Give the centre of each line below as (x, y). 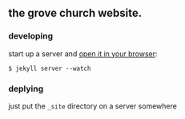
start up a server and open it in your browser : (83, 53)
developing (31, 36)
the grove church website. (75, 13)
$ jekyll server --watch (50, 68)
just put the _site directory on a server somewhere (93, 106)
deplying (26, 88)
